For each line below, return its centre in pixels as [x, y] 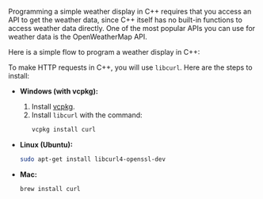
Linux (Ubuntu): [46, 144]
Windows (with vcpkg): [59, 91]
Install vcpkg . [53, 107]
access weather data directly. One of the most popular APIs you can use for [132, 28]
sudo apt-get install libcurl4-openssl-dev [93, 159]
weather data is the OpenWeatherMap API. [78, 36]
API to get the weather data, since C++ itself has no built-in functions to [126, 20]
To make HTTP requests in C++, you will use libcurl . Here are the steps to [130, 67]
